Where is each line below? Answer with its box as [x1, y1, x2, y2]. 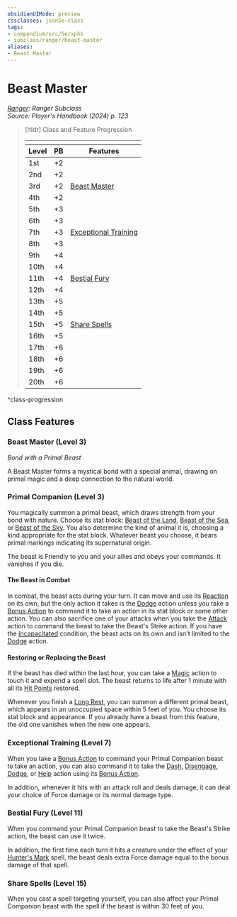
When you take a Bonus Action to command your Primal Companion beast [7, 754, 224, 762]
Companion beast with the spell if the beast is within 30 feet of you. [7, 902, 204, 911]
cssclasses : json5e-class [7, 17, 83, 24]
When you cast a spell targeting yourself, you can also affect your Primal [7, 894, 219, 903]
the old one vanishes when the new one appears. [7, 721, 151, 729]
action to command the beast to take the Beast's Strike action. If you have [7, 622, 223, 630]
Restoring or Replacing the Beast [7, 653, 106, 662]
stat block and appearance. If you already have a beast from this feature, [7, 713, 220, 721]
